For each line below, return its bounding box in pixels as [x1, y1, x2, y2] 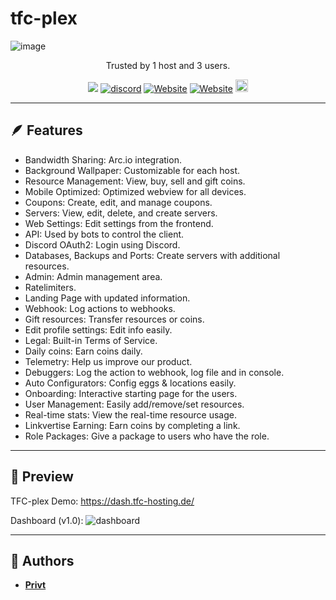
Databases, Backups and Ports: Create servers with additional [24, 249, 281, 261]
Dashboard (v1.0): [10, 514, 84, 526]
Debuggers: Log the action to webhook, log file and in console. [24, 366, 285, 378]
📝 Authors [10, 552, 75, 569]
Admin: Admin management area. [24, 270, 163, 282]
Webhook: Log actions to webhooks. [24, 302, 176, 314]
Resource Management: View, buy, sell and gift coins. [24, 175, 246, 187]
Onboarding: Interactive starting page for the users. [24, 387, 238, 399]
